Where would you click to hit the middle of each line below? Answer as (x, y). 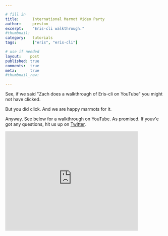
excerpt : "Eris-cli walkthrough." (45, 28)
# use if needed (22, 52)
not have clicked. (23, 100)
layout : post (22, 56)
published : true (22, 61)
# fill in (16, 14)
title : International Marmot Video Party (55, 19)
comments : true (22, 66)
